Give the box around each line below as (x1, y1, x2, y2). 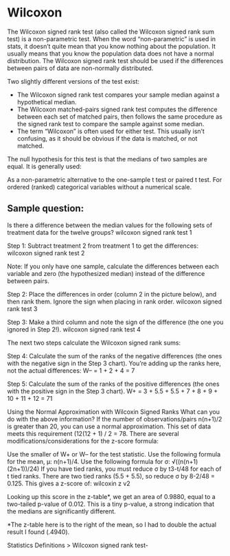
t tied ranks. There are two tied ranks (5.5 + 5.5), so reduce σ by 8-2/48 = (7, 472, 215, 480)
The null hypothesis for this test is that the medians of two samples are (7, 154, 207, 163)
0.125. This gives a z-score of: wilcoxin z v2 (7, 479, 130, 487)
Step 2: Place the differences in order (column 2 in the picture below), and (7, 290, 217, 298)
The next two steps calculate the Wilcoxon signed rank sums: (7, 338, 181, 347)
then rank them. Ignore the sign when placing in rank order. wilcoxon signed (7, 297, 222, 305)
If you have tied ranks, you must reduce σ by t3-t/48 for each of (41, 465, 222, 473)
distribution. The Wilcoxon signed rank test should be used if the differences (7, 56, 224, 65)
